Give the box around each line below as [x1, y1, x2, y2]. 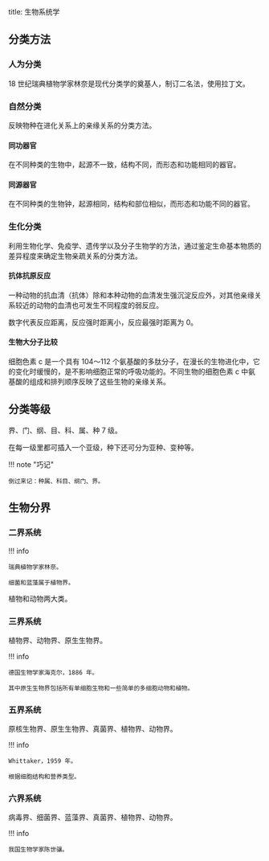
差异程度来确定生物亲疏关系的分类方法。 [8, 251, 142, 260]
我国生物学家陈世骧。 [8, 846, 68, 854]
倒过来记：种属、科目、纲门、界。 [8, 477, 104, 485]
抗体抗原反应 [8, 271, 51, 281]
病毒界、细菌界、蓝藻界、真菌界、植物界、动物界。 [8, 813, 177, 822]
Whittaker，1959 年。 [8, 757, 77, 765]
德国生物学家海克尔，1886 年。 [8, 668, 99, 677]
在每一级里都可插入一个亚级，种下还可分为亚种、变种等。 [8, 442, 198, 452]
